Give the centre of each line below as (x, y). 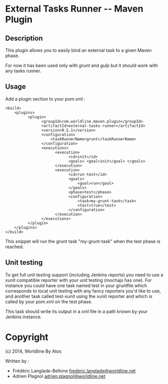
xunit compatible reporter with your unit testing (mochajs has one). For (79, 280)
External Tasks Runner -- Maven (74, 9)
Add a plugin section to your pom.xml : (45, 99)
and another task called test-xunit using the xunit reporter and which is (79, 296)
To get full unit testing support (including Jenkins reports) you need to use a (84, 275)
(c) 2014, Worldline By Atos (34, 351)
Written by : (17, 361)
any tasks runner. (23, 71)
